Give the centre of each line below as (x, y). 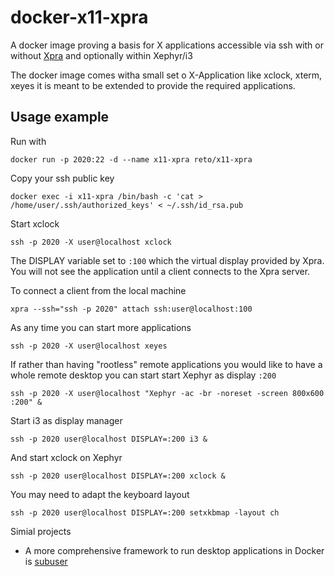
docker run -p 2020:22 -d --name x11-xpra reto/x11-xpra (131, 159)
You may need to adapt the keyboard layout (100, 494)
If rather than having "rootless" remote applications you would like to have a (166, 364)
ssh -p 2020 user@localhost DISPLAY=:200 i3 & (109, 439)
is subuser (46, 561)
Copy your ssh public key (62, 178)
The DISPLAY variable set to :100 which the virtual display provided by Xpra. (167, 260)
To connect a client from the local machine (98, 290)
